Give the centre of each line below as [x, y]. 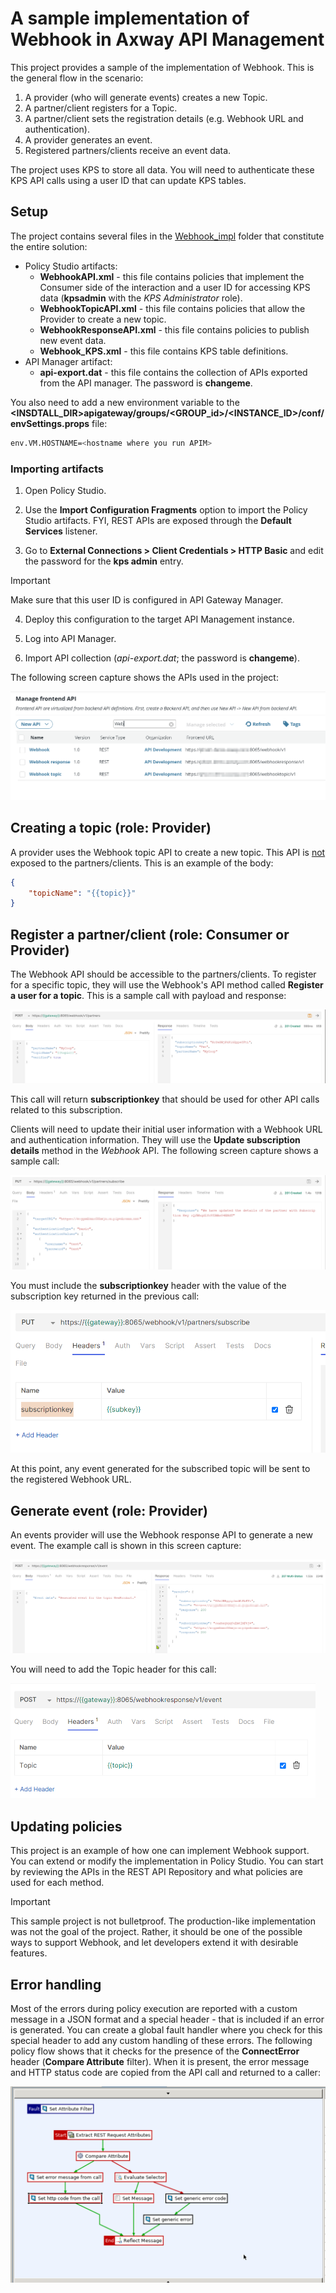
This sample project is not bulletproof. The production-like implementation [163, 1921]
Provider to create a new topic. [103, 319]
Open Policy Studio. [65, 490]
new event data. [73, 340]
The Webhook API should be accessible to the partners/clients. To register [163, 974]
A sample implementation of [130, 18]
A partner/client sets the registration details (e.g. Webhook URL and [164, 118]
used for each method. [57, 1883]
